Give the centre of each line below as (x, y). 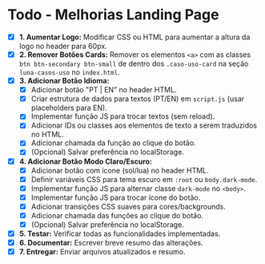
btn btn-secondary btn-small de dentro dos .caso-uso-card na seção (134, 64)
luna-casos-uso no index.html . (70, 72)
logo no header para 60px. (63, 46)
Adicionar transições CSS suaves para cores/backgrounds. (128, 206)
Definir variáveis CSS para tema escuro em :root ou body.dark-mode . (144, 179)
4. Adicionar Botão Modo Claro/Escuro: (86, 161)
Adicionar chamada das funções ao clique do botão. (117, 215)
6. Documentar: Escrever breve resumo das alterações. (111, 243)
